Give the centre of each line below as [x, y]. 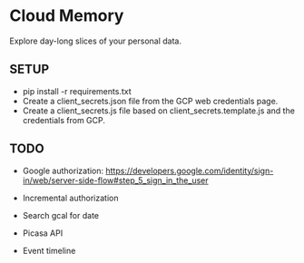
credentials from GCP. [64, 120]
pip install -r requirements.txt [77, 91]
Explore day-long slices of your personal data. [95, 41]
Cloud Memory [67, 16]
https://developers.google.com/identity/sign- [190, 170]
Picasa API [43, 233]
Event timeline [49, 250]
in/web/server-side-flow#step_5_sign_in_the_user [115, 180]
